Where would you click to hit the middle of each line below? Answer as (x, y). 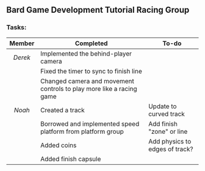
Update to (163, 106)
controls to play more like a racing (89, 89)
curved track (167, 114)
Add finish (163, 123)
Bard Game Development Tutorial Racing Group (98, 10)
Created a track (63, 110)
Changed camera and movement (87, 81)
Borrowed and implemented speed (90, 123)
